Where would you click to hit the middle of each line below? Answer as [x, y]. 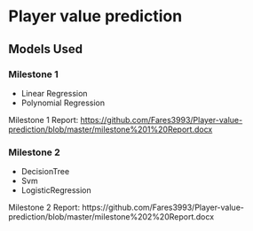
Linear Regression [54, 93]
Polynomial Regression [63, 103]
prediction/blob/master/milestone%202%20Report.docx [111, 217]
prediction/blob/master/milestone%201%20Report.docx [111, 129]
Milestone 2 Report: [44, 208]
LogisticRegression [56, 190]
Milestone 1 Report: [43, 119]
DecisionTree [45, 172]
